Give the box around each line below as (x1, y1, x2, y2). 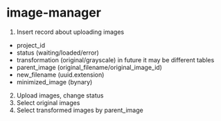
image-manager (6, 5, 102, 21)
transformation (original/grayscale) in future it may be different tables (16, 55, 215, 64)
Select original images (16, 98, 80, 106)
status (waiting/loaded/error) (16, 48, 100, 57)
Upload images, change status (16, 91, 104, 100)
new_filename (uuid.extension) (16, 71, 105, 79)
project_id (16, 41, 46, 49)
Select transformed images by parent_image (16, 106, 143, 114)
